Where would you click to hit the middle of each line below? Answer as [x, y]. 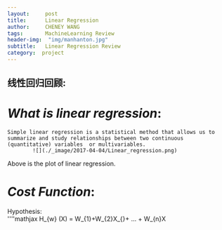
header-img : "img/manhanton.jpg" [58, 40]
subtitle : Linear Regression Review [64, 46]
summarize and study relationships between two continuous [96, 138]
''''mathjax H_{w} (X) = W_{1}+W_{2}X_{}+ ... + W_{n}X [87, 219]
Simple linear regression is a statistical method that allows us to [111, 133]
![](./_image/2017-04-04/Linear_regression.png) [105, 151]
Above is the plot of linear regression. [61, 164]
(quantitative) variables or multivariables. [77, 144]
